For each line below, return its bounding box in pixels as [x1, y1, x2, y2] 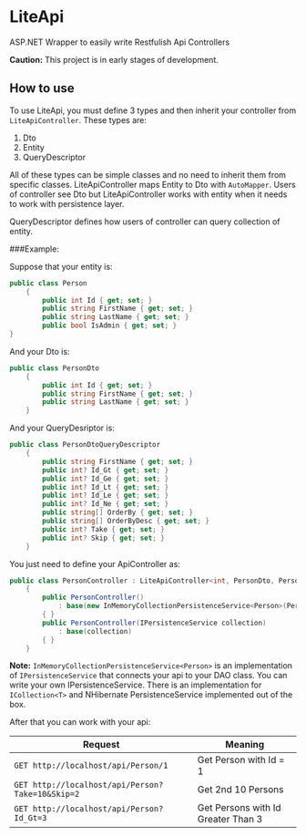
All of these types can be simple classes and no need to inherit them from [9, 169, 287, 180]
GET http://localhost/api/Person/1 [14, 760, 168, 771]
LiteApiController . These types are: [9, 114, 148, 125]
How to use [9, 80, 75, 97]
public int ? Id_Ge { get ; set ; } [42, 474, 169, 483]
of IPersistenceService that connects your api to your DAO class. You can [9, 670, 288, 681]
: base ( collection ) [57, 626, 132, 635]
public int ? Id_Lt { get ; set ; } [42, 482, 169, 491]
